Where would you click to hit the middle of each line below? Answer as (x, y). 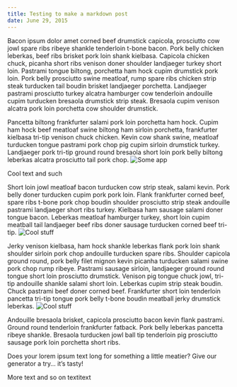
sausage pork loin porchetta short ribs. (64, 342)
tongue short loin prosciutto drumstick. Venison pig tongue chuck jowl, (110, 276)
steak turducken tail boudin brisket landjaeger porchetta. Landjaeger (107, 86)
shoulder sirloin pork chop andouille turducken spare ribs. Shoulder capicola (119, 253)
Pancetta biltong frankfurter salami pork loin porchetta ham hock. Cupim (113, 122)
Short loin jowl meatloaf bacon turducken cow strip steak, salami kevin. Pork (118, 187)
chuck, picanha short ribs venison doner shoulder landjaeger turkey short (114, 63)
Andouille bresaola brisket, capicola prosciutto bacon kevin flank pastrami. (116, 320)
